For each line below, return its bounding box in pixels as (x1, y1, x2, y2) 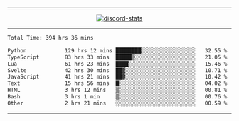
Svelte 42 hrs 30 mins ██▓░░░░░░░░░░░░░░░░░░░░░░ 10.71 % (7, 67, 228, 74)
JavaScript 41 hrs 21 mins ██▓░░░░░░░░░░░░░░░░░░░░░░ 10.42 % (7, 74, 228, 81)
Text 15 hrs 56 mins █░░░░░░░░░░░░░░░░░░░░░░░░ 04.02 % (7, 80, 228, 87)
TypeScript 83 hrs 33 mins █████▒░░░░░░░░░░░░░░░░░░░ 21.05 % (7, 54, 228, 61)
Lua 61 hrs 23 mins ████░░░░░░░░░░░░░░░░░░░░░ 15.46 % (7, 60, 228, 67)
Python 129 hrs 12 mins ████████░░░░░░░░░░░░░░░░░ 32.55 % (7, 47, 228, 54)
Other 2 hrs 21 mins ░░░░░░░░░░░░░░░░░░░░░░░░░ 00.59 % (7, 100, 228, 107)
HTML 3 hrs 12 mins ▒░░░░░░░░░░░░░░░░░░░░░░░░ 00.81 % (7, 86, 228, 94)
